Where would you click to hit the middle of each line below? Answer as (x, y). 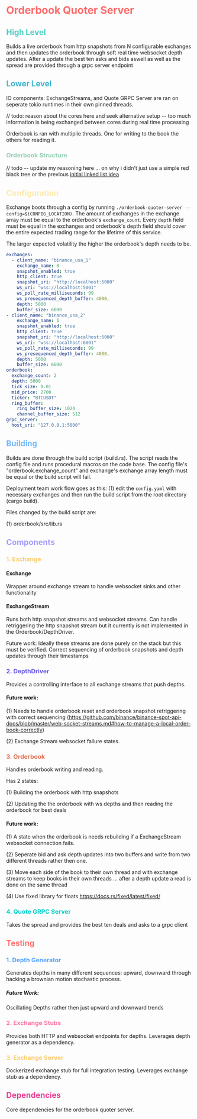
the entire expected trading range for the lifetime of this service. (84, 232)
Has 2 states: (22, 781)
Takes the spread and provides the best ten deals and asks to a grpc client (97, 924)
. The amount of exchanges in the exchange (126, 213)
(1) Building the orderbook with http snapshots (63, 792)
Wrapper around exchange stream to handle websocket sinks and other (93, 586)
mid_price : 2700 (31, 392)
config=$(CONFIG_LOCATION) (39, 214)
